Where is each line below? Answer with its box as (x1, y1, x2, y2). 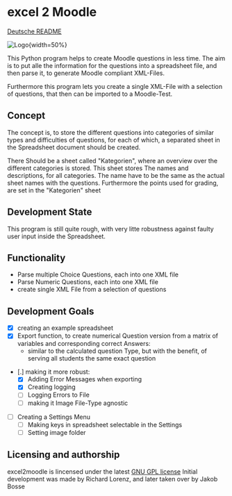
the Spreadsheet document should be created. (7, 143, 141, 151)
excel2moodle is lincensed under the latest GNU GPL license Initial (7, 467, 198, 476)
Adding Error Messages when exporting (27, 375, 142, 383)
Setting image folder (27, 428, 86, 436)
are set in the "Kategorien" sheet (7, 185, 101, 195)
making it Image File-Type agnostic (27, 399, 129, 407)
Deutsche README (7, 27, 63, 35)
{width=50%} (28, 40, 67, 49)
